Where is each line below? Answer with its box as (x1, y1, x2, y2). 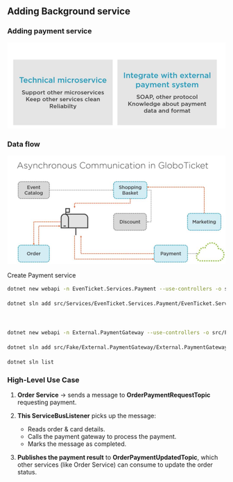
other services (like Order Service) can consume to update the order (17, 461, 214, 469)
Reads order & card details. (27, 425, 105, 433)
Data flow (7, 139, 40, 149)
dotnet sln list (7, 359, 54, 365)
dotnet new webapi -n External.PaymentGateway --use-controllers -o (7, 329, 209, 336)
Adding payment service (7, 26, 92, 36)
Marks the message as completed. (27, 440, 127, 448)
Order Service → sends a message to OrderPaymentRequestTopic (17, 391, 211, 399)
